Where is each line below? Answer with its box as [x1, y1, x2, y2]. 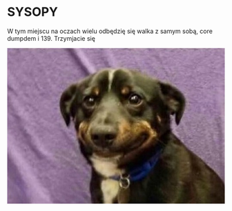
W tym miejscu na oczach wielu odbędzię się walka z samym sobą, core [7, 27, 213, 35]
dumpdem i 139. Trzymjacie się [7, 34, 95, 42]
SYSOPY [7, 4, 59, 20]
